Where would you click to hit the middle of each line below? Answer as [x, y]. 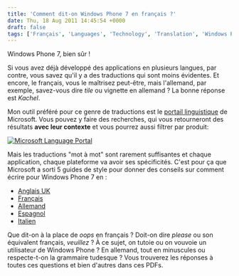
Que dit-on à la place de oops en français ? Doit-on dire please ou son [110, 235]
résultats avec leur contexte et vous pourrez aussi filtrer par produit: [108, 127]
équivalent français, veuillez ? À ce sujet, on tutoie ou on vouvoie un [107, 243]
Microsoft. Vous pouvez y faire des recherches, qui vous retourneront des [116, 120]
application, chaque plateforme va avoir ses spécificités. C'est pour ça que [117, 162]
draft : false [27, 27]
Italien [27, 221]
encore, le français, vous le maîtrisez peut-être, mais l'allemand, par [107, 83]
